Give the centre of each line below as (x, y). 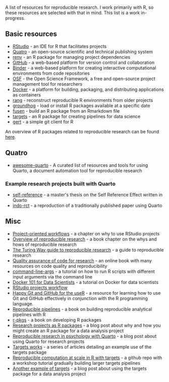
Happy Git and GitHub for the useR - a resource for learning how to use (87, 293)
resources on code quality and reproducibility (60, 266)
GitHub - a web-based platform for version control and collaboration (83, 62)
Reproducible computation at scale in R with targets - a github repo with (87, 358)
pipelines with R (29, 315)
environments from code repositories (51, 73)
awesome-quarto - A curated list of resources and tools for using (80, 165)
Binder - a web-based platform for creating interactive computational (84, 67)
